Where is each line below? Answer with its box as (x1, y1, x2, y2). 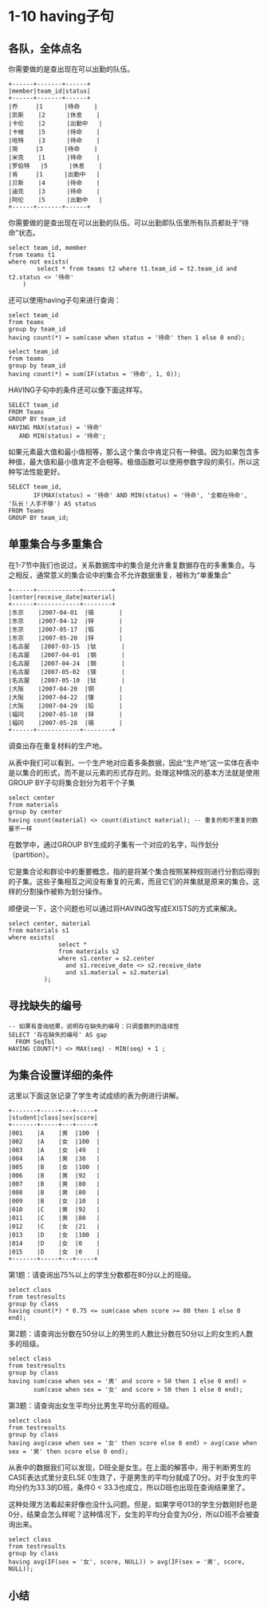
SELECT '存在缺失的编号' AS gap (8, 1031, 108, 1039)
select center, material (8, 919, 91, 927)
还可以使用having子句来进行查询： (8, 295, 122, 304)
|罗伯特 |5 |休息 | (8, 162, 103, 170)
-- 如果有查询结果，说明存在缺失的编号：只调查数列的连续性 (8, 1022, 179, 1030)
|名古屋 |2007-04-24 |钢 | (8, 660, 125, 668)
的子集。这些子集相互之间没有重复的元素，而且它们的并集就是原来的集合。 (8, 876, 253, 886)
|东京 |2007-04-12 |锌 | (8, 616, 123, 625)
